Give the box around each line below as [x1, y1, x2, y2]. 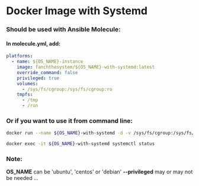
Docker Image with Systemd [6, 4, 148, 18]
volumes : [17, 81, 38, 86]
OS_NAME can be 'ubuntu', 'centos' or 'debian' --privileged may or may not [6, 168, 193, 175]
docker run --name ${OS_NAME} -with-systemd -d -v [6, 130, 131, 136]
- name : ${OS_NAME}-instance [11, 59, 84, 65]
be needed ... [6, 175, 38, 182]
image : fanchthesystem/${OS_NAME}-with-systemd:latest [17, 64, 155, 70]
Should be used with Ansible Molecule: [6, 25, 121, 34]
